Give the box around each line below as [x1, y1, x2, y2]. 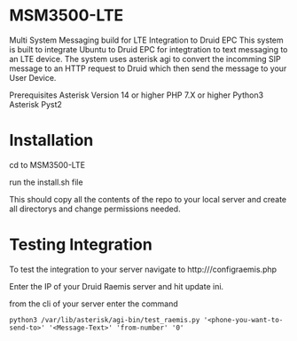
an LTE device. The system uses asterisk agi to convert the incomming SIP [9, 53, 281, 64]
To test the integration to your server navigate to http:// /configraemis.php [9, 264, 277, 274]
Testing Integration [9, 234, 152, 255]
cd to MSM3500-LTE [9, 159, 86, 170]
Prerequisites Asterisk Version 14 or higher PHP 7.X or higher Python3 [9, 90, 264, 100]
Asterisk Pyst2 [9, 99, 62, 109]
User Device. [9, 72, 57, 83]
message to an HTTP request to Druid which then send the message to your [9, 63, 287, 74]
